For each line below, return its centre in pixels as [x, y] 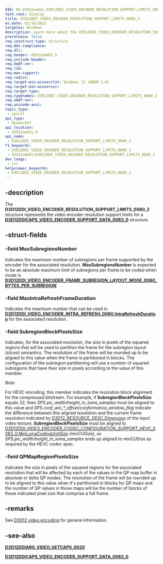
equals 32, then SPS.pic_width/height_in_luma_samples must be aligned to [80, 403]
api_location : [19, 127]
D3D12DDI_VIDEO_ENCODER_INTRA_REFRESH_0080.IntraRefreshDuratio [81, 314]
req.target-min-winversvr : [32, 87]
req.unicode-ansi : [24, 105]
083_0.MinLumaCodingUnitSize [37, 434]
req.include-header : [26, 59]
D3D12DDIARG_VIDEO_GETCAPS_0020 [45, 547]
